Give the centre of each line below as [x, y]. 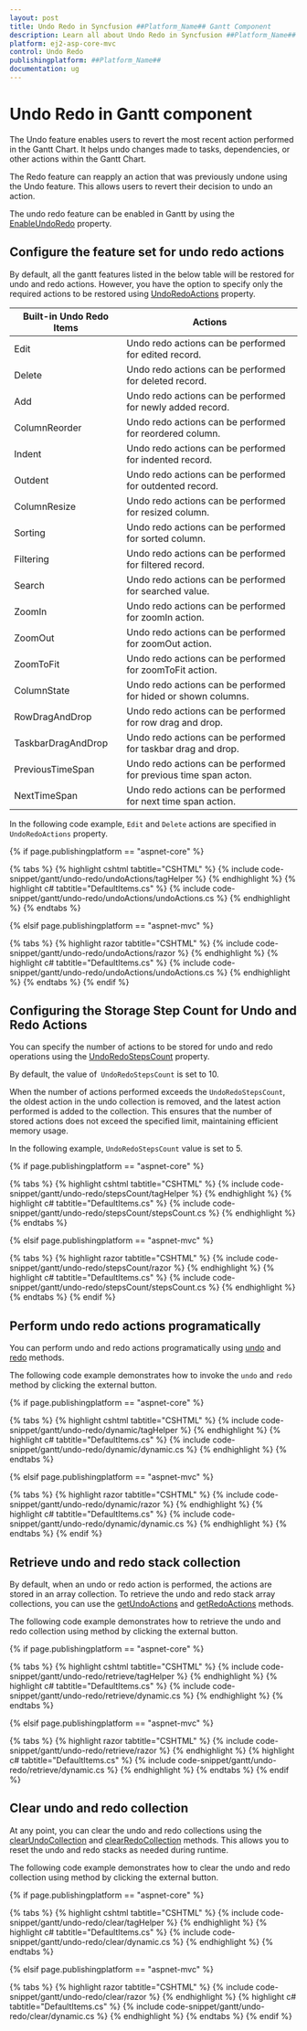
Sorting [30, 533]
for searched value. [168, 590]
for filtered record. [166, 565]
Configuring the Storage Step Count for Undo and [153, 1011]
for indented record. [169, 460]
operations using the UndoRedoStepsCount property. [110, 1057]
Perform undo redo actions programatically [135, 1326]
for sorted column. [166, 538]
